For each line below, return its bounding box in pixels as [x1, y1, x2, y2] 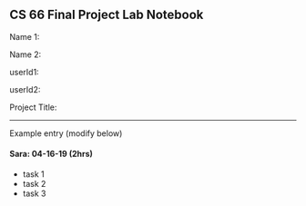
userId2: [9, 83, 41, 94]
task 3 [22, 188, 46, 199]
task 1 [22, 169, 46, 180]
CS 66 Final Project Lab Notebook [9, 7, 204, 23]
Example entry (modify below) [9, 127, 123, 139]
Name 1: [9, 31, 40, 42]
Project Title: [9, 102, 57, 113]
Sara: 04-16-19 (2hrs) [9, 149, 94, 160]
